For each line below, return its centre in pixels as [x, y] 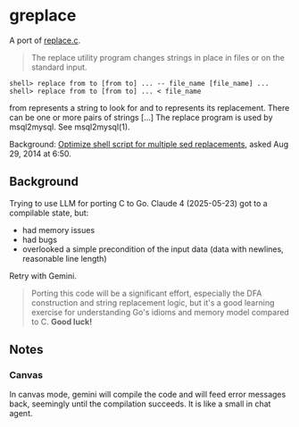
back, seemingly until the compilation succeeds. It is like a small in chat [140, 404]
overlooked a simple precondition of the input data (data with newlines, [153, 249]
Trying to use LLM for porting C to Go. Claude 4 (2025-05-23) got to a [138, 203]
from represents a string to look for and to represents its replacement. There [149, 107]
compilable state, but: [49, 213]
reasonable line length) [64, 258]
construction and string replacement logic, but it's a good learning [153, 302]
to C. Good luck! [62, 322]
